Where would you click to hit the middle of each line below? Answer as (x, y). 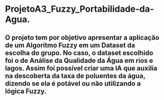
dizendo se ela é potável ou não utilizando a (73, 84)
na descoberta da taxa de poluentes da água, (75, 76)
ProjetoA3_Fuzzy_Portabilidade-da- (80, 9)
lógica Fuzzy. (26, 91)
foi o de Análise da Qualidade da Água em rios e (79, 61)
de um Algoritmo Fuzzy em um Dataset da (70, 45)
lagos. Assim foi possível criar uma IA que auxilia (81, 68)
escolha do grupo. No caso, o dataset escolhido (79, 53)
